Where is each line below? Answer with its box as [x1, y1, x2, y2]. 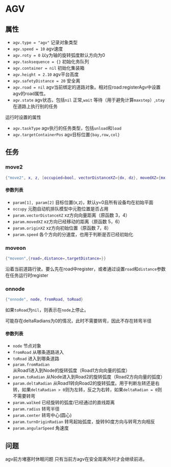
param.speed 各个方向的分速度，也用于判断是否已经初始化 [12, 231, 134, 237]
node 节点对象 [12, 343, 42, 349]
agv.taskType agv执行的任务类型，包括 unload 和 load [12, 125, 121, 131]
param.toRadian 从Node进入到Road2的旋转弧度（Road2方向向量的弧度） [12, 374, 165, 380]
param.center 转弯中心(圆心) [12, 412, 72, 418]
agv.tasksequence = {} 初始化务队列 [12, 58, 89, 65]
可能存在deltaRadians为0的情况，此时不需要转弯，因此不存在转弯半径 [5, 318, 152, 324]
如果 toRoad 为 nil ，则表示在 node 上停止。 [5, 307, 89, 313]
